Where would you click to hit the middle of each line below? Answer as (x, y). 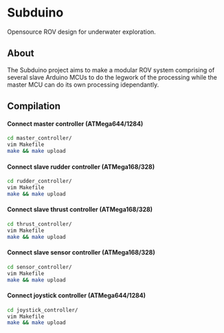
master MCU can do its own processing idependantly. (83, 85)
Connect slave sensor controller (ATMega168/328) (81, 253)
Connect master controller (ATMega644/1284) (75, 123)
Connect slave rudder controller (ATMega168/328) (81, 166)
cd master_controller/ (40, 138)
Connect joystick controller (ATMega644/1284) (77, 296)
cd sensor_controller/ (40, 267)
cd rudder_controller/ (40, 181)
